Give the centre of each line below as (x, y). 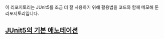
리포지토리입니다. (22, 13)
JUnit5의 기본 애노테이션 (42, 30)
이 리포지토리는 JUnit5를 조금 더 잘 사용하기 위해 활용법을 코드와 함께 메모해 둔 (82, 7)
